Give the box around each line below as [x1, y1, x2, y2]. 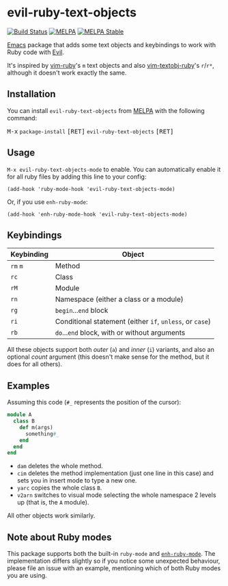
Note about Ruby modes [7, 531, 112, 543]
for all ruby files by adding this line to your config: [7, 173, 147, 181]
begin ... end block [55, 306, 109, 316]
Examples [7, 380, 50, 392]
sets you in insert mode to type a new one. [16, 476, 137, 485]
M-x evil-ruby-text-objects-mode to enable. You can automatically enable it [7, 165, 221, 173]
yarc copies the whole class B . [16, 484, 102, 492]
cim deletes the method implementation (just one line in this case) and [16, 469, 214, 477]
